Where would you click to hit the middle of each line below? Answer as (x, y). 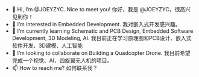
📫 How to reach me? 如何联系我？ (55, 68)
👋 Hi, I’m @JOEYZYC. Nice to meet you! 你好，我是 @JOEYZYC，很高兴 (101, 9)
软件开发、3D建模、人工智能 (47, 45)
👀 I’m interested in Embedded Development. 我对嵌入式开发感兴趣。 (96, 24)
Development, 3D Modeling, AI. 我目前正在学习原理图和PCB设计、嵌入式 (102, 38)
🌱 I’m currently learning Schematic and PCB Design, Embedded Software (103, 31)
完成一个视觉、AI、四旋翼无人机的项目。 (62, 60)
